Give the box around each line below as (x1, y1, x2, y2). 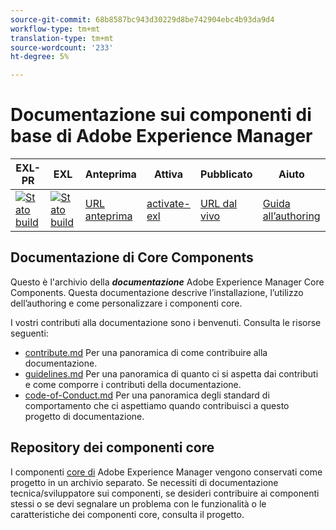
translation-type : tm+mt (10, 33, 114, 43)
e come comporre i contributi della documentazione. (24, 378, 242, 390)
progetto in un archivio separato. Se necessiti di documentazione (10, 476, 279, 488)
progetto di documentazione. (24, 410, 145, 422)
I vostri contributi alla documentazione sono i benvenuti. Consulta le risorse (10, 316, 322, 328)
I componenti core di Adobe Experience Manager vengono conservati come (10, 466, 323, 478)
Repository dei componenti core (10, 439, 215, 456)
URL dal (200, 197, 238, 211)
